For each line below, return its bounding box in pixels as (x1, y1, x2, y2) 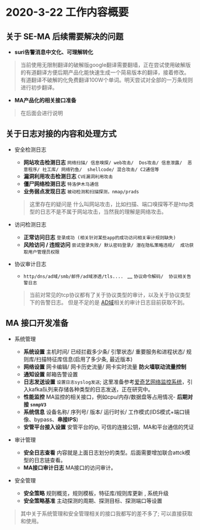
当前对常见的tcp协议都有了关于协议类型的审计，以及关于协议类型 (29, 291, 191, 298)
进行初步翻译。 (20, 84, 58, 91)
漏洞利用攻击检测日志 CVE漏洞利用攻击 (23, 172, 113, 179)
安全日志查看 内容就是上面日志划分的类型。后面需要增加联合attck (23, 449, 186, 456)
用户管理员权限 (28, 249, 60, 255)
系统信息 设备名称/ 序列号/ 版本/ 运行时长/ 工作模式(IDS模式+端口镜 (23, 408, 190, 416)
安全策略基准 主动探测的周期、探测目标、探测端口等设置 (23, 497, 163, 504)
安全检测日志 (14, 146, 46, 153)
